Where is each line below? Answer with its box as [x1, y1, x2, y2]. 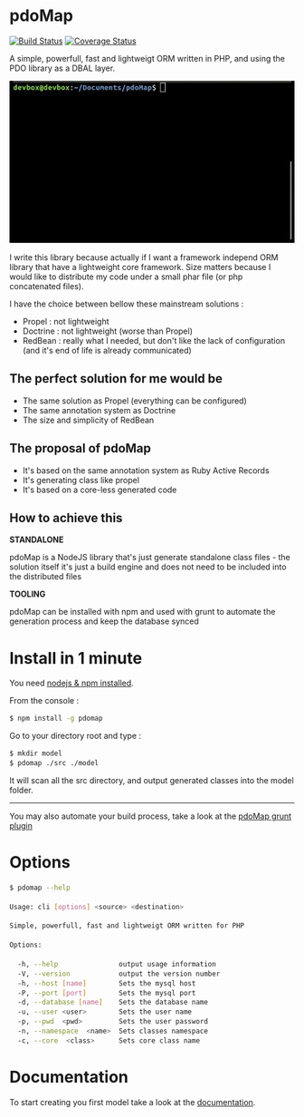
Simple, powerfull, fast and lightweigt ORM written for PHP [9, 921, 245, 930]
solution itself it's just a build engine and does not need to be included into [9, 561, 287, 572]
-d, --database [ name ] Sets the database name [17, 998, 208, 1007]
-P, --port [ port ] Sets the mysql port [17, 988, 196, 997]
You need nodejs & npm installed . [9, 677, 134, 689]
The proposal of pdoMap [9, 441, 152, 456]
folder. [9, 784, 33, 795]
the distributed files [9, 571, 82, 582]
